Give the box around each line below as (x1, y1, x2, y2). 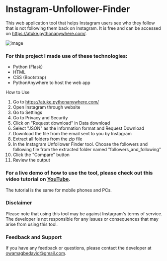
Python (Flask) (12, 64, 43, 70)
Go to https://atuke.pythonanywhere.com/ (12, 99, 99, 105)
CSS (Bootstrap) (12, 75, 47, 81)
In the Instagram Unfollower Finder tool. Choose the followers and (12, 141, 148, 147)
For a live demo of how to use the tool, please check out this (5, 170, 153, 176)
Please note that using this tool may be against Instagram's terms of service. (5, 210, 163, 217)
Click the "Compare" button (12, 152, 70, 158)
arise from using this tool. (5, 221, 58, 227)
